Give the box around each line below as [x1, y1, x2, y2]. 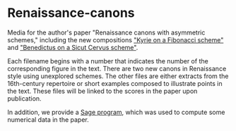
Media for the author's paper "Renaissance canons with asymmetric [7, 28, 206, 37]
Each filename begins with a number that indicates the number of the [7, 56, 208, 65]
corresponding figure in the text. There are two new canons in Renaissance [7, 64, 227, 73]
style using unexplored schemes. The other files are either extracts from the [7, 72, 229, 80]
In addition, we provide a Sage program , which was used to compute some [7, 108, 225, 116]
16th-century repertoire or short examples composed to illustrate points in [7, 79, 223, 87]
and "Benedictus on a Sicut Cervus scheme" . [7, 43, 138, 51]
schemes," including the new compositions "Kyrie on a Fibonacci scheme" [7, 35, 224, 44]
